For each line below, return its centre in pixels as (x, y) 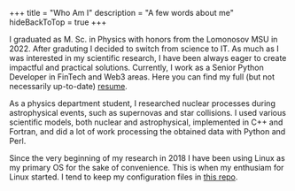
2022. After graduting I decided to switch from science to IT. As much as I (144, 49)
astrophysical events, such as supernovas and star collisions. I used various (147, 113)
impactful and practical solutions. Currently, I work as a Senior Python (136, 67)
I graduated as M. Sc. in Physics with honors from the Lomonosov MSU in (144, 39)
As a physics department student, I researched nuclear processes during (143, 103)
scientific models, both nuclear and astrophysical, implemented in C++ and (146, 122)
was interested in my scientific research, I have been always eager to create (148, 58)
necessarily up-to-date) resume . (69, 86)
